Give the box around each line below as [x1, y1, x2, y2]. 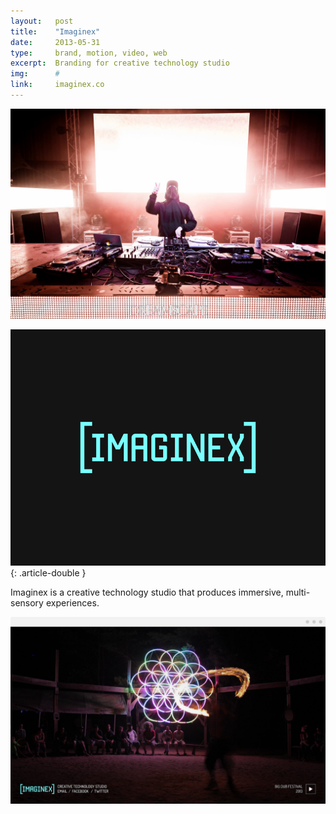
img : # [10, 69, 60, 79]
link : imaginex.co [10, 80, 105, 90]
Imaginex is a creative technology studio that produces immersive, [10, 586, 284, 598]
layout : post [10, 16, 74, 26]
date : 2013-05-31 [10, 37, 101, 47]
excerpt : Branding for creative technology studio [10, 58, 230, 69]
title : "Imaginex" [10, 26, 101, 37]
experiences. [45, 596, 100, 609]
